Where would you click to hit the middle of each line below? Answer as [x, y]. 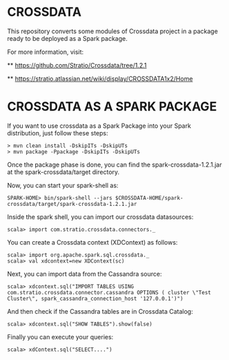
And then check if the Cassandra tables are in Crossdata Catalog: [100, 311]
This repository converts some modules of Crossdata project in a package [113, 31]
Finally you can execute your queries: [60, 337]
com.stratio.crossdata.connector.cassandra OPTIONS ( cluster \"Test [109, 292]
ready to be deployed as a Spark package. [67, 38]
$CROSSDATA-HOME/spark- [149, 198]
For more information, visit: [46, 52]
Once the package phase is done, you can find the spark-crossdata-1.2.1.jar [114, 164]
